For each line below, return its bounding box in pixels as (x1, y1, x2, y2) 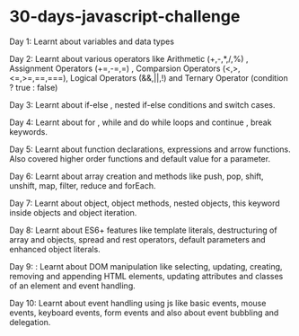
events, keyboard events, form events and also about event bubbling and (9, 307, 279, 318)
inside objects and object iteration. (9, 207, 137, 217)
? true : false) (9, 82, 58, 93)
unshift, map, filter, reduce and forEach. (9, 180, 156, 190)
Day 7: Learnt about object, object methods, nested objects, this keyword (9, 198, 280, 208)
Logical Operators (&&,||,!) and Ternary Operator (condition (70, 72, 289, 83)
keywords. (9, 126, 48, 137)
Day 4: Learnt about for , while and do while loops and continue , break (9, 117, 272, 128)
